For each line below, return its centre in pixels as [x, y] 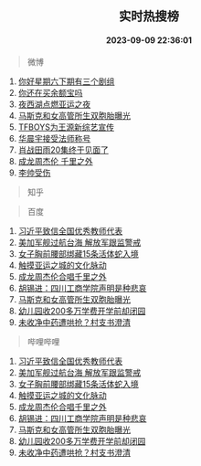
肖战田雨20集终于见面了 [63, 150]
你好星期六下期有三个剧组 [66, 81]
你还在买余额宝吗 [50, 92]
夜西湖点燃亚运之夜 [54, 104]
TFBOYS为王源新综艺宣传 [66, 127]
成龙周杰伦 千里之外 [55, 161]
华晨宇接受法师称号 [54, 138]
